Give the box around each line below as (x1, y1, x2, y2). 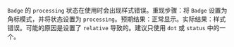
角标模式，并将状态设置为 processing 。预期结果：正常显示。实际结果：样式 (7, 15, 226, 23)
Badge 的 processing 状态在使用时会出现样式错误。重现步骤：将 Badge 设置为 (7, 6, 228, 14)
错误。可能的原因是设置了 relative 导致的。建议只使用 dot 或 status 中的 (7, 24, 220, 32)
